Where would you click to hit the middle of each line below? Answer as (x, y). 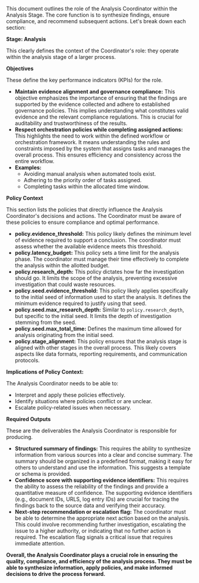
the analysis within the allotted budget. (62, 265)
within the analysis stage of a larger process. (61, 57)
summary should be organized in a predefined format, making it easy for (103, 461)
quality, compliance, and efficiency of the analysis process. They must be (99, 561)
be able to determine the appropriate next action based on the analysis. (102, 518)
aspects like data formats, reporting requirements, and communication (101, 354)
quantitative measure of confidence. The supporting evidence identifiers (103, 493)
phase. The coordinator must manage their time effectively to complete (102, 259)
